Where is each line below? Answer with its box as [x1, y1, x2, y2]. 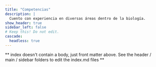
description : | [5, 12, 36, 16]
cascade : [5, 34, 23, 39]
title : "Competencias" [5, 7, 51, 12]
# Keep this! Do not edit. [5, 29, 59, 34]
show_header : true [5, 20, 42, 26]
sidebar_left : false [5, 25, 47, 30]
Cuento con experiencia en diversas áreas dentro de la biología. [9, 16, 146, 21]
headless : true [9, 39, 40, 43]
